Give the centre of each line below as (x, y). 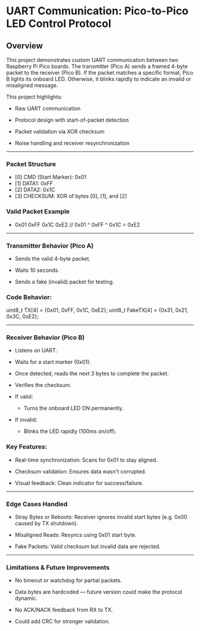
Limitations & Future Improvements (58, 567)
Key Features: (27, 447)
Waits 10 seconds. (37, 270)
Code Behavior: (29, 297)
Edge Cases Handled (37, 504)
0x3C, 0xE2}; (22, 317)
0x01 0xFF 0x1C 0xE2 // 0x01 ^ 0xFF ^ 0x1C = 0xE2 (77, 224)
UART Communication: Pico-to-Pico (97, 11)
